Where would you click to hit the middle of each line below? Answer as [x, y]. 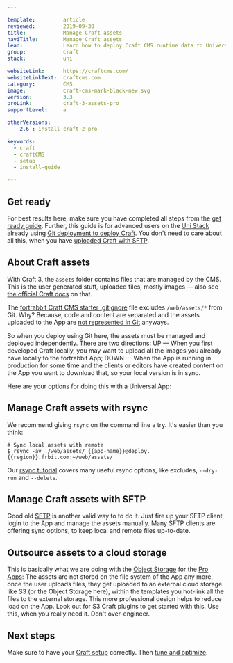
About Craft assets [49, 263]
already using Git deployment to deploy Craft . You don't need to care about [114, 233]
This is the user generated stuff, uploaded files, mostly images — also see [113, 287]
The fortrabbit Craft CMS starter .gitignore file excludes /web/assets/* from [115, 307]
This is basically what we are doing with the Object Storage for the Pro [108, 569]
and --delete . [38, 477]
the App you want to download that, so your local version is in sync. [104, 372]
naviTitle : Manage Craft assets [65, 39]
